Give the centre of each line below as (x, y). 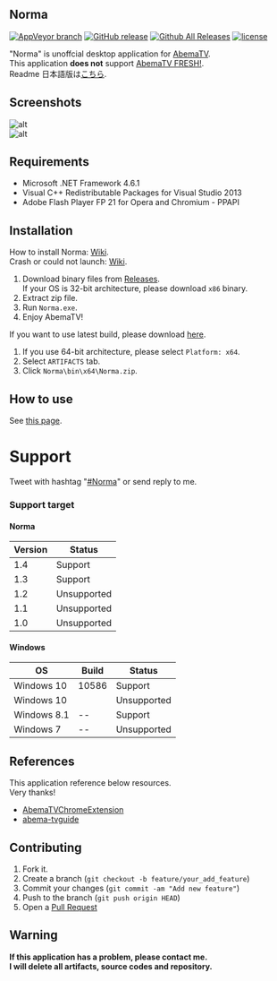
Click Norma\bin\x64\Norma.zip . (80, 371)
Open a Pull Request (60, 907)
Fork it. (35, 869)
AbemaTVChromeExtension (73, 810)
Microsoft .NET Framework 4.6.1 (81, 184)
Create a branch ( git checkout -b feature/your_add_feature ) (136, 878)
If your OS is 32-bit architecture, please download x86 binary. (135, 288)
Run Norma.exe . (50, 307)
